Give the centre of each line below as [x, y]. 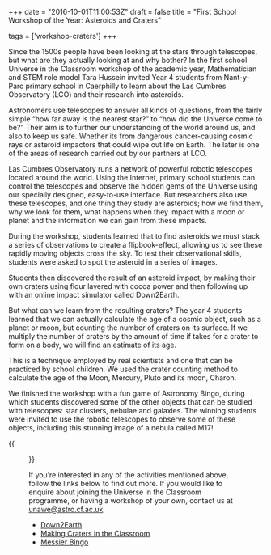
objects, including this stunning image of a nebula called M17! [111, 428]
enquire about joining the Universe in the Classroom [115, 492]
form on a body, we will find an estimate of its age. [92, 345]
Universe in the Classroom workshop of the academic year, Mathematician [133, 69]
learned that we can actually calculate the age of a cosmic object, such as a [135, 319]
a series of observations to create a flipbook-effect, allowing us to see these [135, 245]
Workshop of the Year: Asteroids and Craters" [85, 20]
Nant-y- [237, 77]
